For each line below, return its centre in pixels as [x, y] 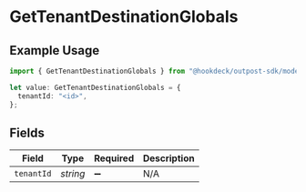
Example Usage [55, 51]
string [73, 174]
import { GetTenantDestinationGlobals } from [97, 71]
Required [114, 158]
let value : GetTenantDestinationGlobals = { [95, 87]
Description [168, 158]
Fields [27, 132]
